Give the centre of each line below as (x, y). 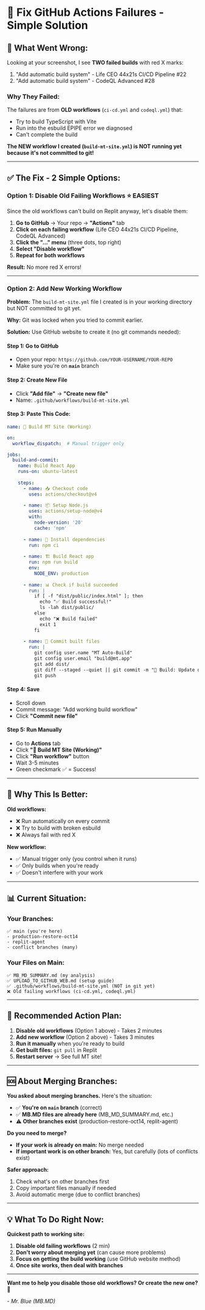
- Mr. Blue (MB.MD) (31, 1301)
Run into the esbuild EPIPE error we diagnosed (74, 128)
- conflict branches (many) (43, 947)
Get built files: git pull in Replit (56, 1050)
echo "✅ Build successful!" (75, 602)
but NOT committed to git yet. (44, 308)
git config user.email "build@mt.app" (83, 659)
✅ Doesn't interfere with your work (59, 872)
